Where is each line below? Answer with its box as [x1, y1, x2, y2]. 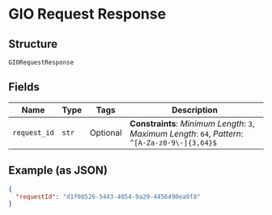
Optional [89, 127, 122, 138]
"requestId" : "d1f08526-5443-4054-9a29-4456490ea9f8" [15, 192, 201, 200]
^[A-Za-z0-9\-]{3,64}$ [129, 138, 217, 147]
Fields [8, 80, 40, 94]
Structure [8, 37, 58, 51]
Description [171, 104, 219, 116]
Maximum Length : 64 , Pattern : [129, 128, 244, 139]
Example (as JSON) [8, 163, 108, 178]
